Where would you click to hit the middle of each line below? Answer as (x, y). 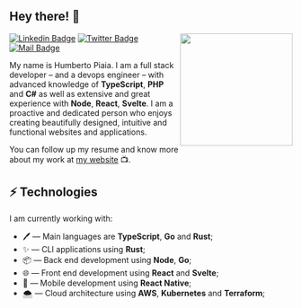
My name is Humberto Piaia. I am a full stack (92, 65)
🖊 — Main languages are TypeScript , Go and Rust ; (118, 236)
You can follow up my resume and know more (94, 149)
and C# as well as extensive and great (80, 93)
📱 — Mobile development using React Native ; (107, 283)
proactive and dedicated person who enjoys (91, 112)
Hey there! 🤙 (45, 17)
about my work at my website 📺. (70, 159)
